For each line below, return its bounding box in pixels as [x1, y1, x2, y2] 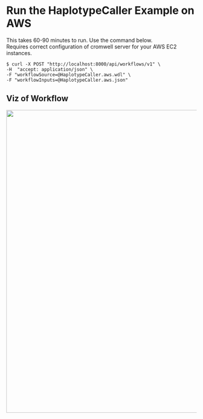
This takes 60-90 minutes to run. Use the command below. [6, 36, 153, 44]
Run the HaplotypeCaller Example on [6, 4, 195, 18]
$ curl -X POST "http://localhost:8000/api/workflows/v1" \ [6, 61, 161, 67]
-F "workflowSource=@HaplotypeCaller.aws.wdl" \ [6, 71, 131, 78]
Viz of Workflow [6, 93, 68, 104]
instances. [6, 49, 32, 56]
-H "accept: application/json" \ [6, 66, 94, 73]
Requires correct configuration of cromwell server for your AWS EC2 [6, 43, 177, 50]
